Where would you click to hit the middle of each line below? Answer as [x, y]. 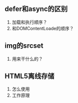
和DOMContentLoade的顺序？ [43, 28]
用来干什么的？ [27, 59]
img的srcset [24, 46]
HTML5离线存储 [29, 76]
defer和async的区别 [36, 9]
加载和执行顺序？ [29, 22]
